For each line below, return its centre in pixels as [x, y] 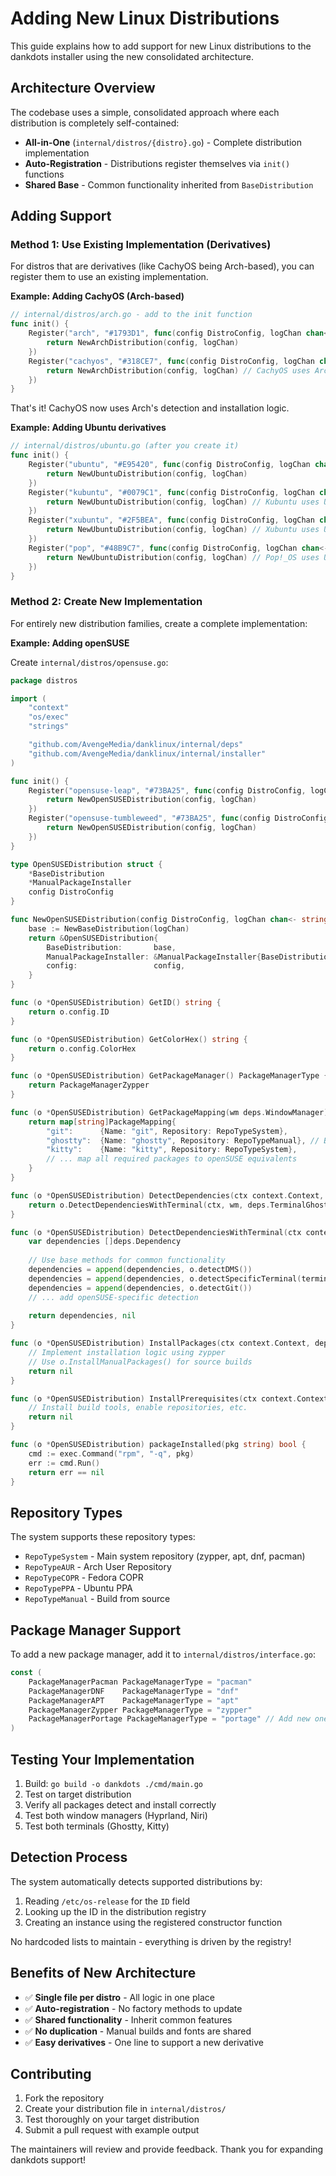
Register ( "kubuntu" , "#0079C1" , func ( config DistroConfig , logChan [171, 492]
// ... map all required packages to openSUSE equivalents [172, 1159]
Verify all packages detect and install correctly [120, 1805]
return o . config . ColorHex [82, 1048]
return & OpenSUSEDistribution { [93, 938]
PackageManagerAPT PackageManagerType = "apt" [134, 1700]
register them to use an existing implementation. [109, 277]
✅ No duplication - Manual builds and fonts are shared [138, 2031]
